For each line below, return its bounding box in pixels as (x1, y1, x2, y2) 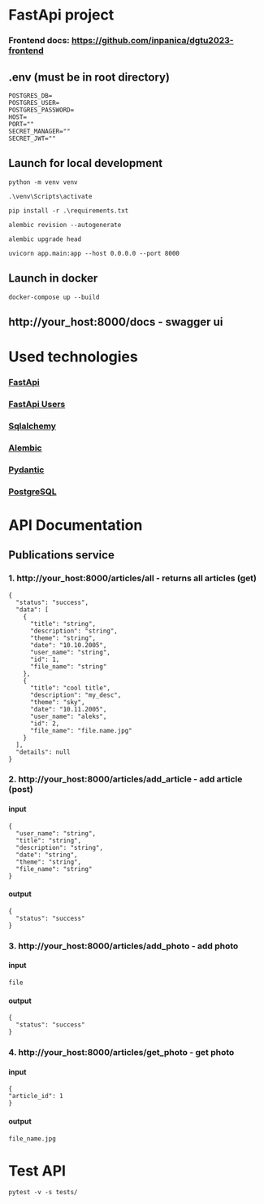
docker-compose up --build (8, 293, 100, 301)
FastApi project (8, 6, 115, 24)
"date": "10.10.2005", (29, 641, 107, 649)
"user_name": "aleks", (29, 712, 107, 720)
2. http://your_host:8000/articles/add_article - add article (8, 773, 243, 785)
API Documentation (8, 515, 143, 534)
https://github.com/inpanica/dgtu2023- (71, 35, 234, 46)
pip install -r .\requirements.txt (8, 206, 129, 215)
